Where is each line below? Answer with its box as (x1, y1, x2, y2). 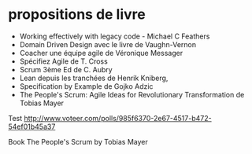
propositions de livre (8, 5, 146, 24)
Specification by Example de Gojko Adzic (19, 81, 154, 91)
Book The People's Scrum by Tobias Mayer (8, 137, 148, 146)
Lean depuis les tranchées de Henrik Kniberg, (19, 73, 169, 82)
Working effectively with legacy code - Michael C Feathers (19, 31, 210, 41)
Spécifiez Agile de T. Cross (19, 57, 108, 66)
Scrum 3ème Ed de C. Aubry (19, 64, 113, 74)
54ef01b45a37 (8, 122, 56, 131)
